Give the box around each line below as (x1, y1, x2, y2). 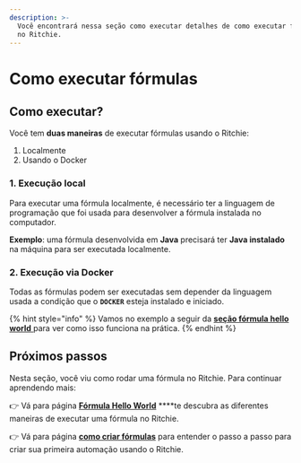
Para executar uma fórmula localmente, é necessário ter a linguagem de (9, 197, 275, 208)
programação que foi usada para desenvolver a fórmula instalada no (9, 207, 262, 218)
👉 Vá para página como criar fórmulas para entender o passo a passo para (9, 431, 292, 441)
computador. (9, 216, 56, 227)
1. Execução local (9, 177, 86, 189)
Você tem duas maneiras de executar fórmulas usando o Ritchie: (9, 127, 249, 139)
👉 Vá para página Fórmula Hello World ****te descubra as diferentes (9, 400, 269, 411)
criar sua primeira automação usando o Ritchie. (9, 443, 184, 454)
